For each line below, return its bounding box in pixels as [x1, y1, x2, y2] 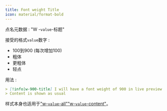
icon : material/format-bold [5, 12, 64, 17]
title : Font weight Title [5, 7, 59, 12]
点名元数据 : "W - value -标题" [5, 26, 65, 32]
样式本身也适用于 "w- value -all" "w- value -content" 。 [5, 101, 111, 107]
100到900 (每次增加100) [12, 47, 62, 53]
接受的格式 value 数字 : [5, 37, 50, 43]
